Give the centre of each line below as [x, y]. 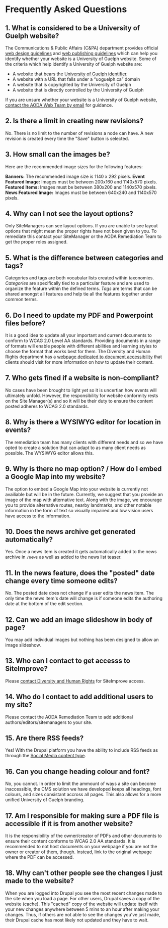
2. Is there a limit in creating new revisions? [74, 121]
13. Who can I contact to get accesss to [68, 661]
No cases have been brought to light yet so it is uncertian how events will [81, 390]
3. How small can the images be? [58, 154]
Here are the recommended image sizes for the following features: [74, 166]
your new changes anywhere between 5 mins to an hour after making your [82, 909]
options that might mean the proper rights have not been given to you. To [81, 231]
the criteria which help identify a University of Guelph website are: [74, 64]
